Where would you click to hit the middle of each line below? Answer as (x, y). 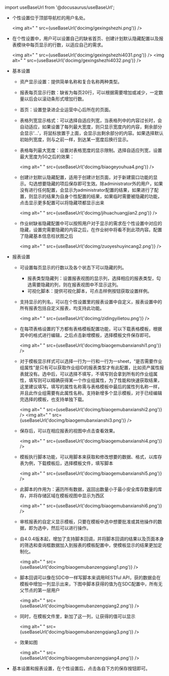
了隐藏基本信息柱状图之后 (46, 236)
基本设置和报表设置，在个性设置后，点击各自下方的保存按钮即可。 (81, 668)
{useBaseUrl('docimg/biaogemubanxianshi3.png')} (73, 420)
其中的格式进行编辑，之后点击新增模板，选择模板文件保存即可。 (86, 335)
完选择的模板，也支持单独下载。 (53, 399)
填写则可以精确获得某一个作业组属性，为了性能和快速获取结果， (95, 380)
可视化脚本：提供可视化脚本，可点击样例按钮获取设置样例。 (90, 291)
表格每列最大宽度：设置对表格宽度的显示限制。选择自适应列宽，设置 (91, 150)
